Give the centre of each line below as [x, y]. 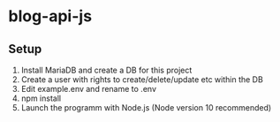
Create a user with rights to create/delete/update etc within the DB [142, 80]
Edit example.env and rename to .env [88, 89]
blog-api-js [50, 16]
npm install [41, 98]
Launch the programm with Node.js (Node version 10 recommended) [146, 107]
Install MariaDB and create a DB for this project [106, 70]
